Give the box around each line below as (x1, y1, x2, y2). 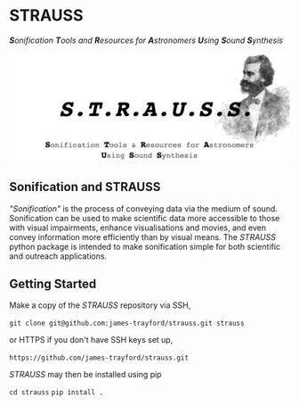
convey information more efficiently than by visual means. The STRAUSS (9, 231, 276, 242)
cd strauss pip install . (9, 388, 104, 397)
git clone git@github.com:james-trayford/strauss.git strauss (9, 319, 245, 328)
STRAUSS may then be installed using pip (9, 369, 162, 380)
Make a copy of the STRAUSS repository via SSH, (9, 300, 191, 311)
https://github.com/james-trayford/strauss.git (9, 353, 190, 362)
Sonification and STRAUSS (9, 179, 161, 195)
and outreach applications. (9, 251, 108, 261)
